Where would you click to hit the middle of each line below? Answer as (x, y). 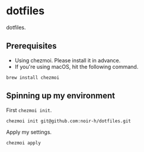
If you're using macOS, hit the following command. (76, 66)
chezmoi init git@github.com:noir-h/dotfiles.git (69, 121)
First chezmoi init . (29, 110)
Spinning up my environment (61, 96)
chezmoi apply (24, 143)
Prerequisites (31, 46)
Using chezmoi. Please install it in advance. (68, 60)
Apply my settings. (29, 132)
